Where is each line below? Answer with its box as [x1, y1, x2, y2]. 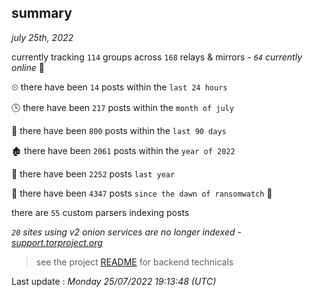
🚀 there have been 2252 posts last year [11, 167, 176, 180]
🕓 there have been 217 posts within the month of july [11, 101, 234, 113]
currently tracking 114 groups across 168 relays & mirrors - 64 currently [11, 51, 303, 63]
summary [11, 5, 73, 22]
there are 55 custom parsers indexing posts [11, 206, 190, 218]
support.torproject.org [11, 236, 103, 248]
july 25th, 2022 [11, 31, 74, 43]
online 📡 [11, 61, 45, 73]
